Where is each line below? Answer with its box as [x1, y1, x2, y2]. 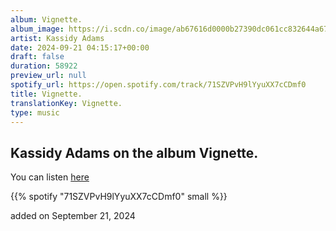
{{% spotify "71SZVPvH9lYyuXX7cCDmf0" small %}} [10, 191, 228, 203]
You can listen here [10, 171, 90, 183]
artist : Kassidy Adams [10, 33, 105, 43]
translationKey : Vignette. [10, 98, 123, 108]
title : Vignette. [10, 89, 83, 99]
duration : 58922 [10, 61, 78, 71]
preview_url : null [10, 71, 87, 81]
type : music [10, 107, 60, 118]
